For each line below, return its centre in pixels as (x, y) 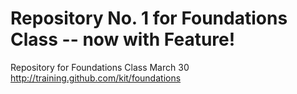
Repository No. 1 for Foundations (149, 18)
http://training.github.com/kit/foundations (96, 78)
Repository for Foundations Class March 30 (100, 67)
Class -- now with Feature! (123, 39)
